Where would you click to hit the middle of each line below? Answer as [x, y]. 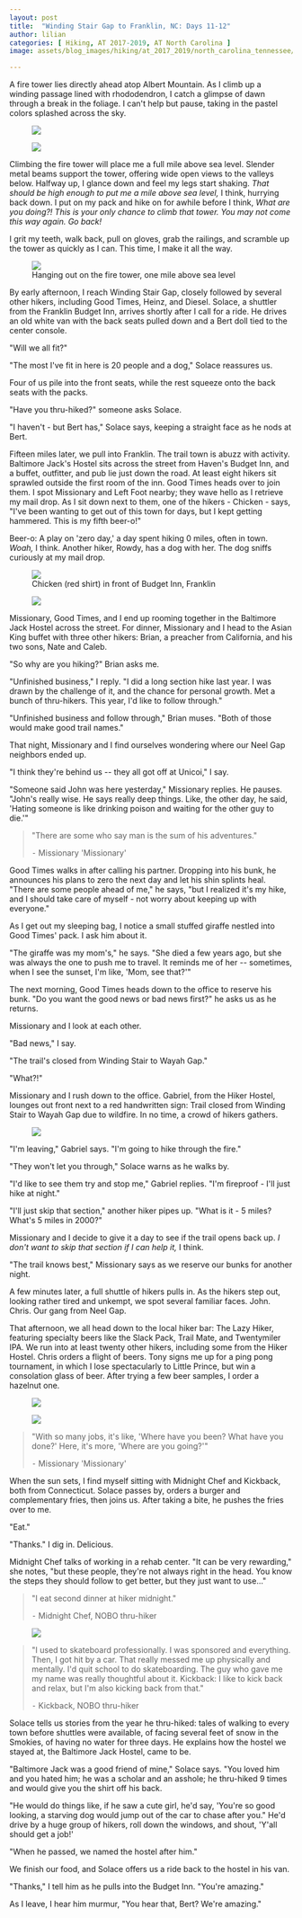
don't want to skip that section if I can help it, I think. [107, 1248]
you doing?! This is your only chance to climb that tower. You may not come [150, 212]
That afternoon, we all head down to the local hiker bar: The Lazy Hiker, [142, 1328]
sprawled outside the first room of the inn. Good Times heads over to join [145, 483]
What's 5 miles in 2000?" [56, 1221]
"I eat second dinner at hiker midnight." [104, 1598]
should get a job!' [41, 1834]
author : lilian [38, 34]
